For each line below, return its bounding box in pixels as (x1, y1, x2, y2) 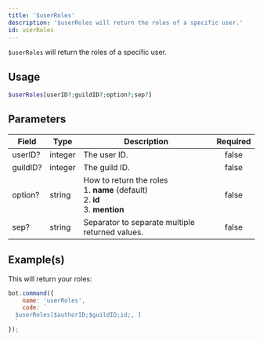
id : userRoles (8, 26, 55, 34)
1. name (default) (83, 184, 149, 195)
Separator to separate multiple (83, 216, 196, 227)
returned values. (83, 227, 143, 238)
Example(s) (8, 253, 65, 267)
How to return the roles (83, 174, 168, 185)
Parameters (8, 113, 67, 126)
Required (216, 136, 251, 147)
